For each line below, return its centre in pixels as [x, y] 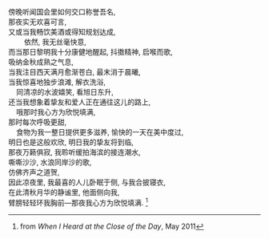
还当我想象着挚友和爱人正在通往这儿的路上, [80, 102]
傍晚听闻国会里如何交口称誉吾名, [62, 12]
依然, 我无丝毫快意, [55, 42]
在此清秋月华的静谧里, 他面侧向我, [64, 192]
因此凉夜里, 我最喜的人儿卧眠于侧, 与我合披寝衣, [87, 182]
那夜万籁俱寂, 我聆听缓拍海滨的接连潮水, [75, 152]
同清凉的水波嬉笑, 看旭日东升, [64, 92]
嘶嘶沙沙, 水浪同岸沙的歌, [50, 162]
